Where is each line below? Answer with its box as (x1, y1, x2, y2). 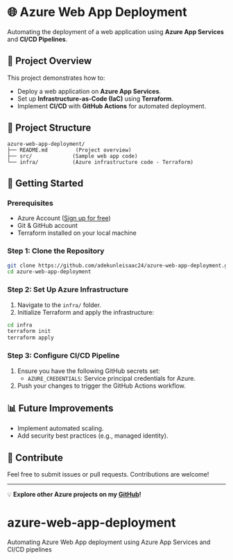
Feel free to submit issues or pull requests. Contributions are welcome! (7, 470, 209, 479)
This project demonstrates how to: (7, 74, 105, 82)
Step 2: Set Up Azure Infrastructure (7, 285, 129, 295)
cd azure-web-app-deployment (7, 268, 92, 275)
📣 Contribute (7, 452, 64, 463)
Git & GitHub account (17, 222, 78, 230)
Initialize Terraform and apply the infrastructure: (17, 308, 155, 316)
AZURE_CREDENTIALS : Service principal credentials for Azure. (27, 374, 196, 382)
